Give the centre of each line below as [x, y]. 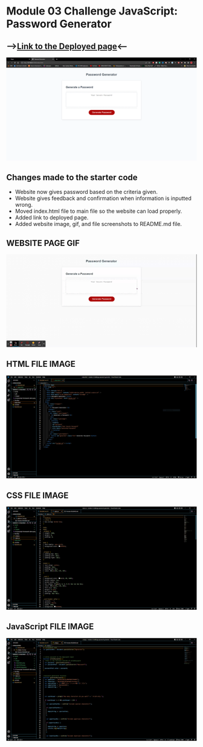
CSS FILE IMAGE [37, 495]
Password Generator [59, 24]
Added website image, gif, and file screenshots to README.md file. [98, 224]
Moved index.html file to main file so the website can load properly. [98, 211]
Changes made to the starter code [72, 177]
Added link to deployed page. [52, 218]
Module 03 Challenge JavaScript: [92, 11]
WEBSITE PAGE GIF [43, 243]
